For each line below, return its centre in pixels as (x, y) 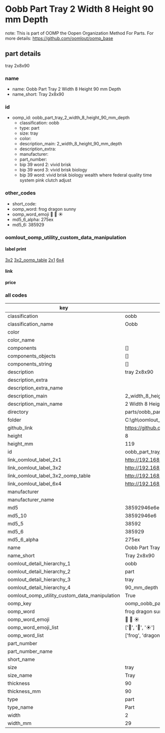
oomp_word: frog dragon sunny (44, 209)
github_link (20, 428)
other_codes (20, 193)
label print (16, 249)
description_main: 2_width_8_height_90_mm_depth (71, 144)
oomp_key (20, 604)
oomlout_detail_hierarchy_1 (39, 564)
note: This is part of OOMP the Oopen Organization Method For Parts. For (79, 33)
